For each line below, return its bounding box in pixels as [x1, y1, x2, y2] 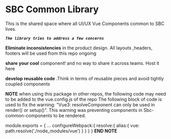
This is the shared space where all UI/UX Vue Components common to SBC [5, 20, 165, 27]
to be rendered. [53, 112, 86, 119]
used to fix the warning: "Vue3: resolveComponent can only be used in [5, 101, 155, 108]
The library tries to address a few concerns [5, 36, 104, 41]
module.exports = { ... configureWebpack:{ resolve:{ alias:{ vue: [5, 122, 140, 128]
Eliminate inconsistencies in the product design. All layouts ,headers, [5, 44, 153, 51]
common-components [5, 112, 53, 119]
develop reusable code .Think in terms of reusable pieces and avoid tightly [5, 75, 164, 81]
